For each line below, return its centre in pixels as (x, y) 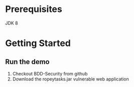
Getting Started (38, 43)
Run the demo (28, 62)
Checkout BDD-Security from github (50, 73)
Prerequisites (34, 9)
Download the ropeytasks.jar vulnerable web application (71, 79)
